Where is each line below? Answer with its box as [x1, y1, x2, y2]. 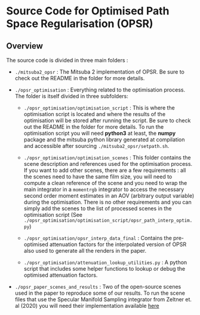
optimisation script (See [23, 211, 82, 218]
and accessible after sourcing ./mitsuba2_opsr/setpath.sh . [23, 143, 170, 149]
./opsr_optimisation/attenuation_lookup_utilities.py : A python [23, 259, 187, 266]
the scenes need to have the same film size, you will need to [23, 173, 173, 180]
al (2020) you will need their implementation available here [14, 302, 159, 309]
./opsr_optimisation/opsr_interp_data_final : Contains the [23, 235, 172, 241]
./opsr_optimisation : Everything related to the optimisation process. [14, 86, 186, 93]
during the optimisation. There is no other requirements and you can [23, 199, 192, 205]
